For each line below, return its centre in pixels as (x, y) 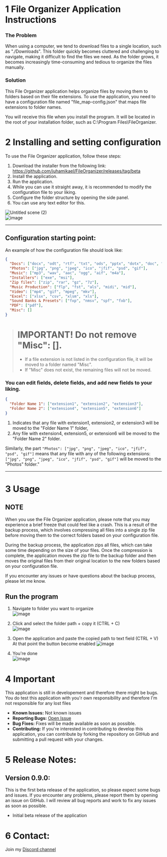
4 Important (30, 679)
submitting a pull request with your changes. (58, 739)
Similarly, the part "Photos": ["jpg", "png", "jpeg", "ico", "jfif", (76, 448)
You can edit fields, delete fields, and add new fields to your (79, 382)
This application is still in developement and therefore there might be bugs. (82, 693)
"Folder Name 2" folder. (37, 438)
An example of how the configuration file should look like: (64, 250)
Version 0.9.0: (28, 778)
